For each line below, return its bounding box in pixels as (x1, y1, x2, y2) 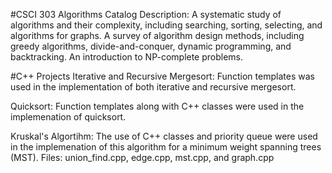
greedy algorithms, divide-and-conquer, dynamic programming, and (10, 40, 292, 52)
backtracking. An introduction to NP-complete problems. (10, 51, 244, 63)
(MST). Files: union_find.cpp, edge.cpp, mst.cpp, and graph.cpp (10, 152, 275, 163)
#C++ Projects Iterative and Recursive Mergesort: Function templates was (10, 70, 315, 82)
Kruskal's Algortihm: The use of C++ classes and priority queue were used (10, 130, 318, 142)
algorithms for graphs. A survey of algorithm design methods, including (10, 30, 305, 41)
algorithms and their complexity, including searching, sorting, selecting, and (10, 19, 323, 31)
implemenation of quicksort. (10, 111, 127, 123)
